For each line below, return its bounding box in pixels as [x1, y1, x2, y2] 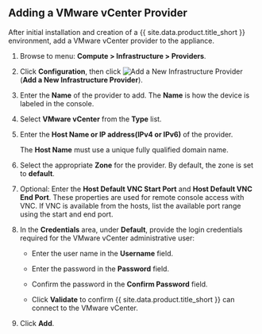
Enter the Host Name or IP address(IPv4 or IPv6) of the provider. [19, 129, 233, 139]
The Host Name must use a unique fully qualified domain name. [19, 144, 229, 154]
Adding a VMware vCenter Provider [8, 6, 188, 20]
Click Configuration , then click [19, 67, 121, 76]
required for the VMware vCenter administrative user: [19, 233, 195, 243]
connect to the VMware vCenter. [31, 303, 139, 313]
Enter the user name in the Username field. [31, 248, 174, 258]
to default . [19, 168, 56, 178]
